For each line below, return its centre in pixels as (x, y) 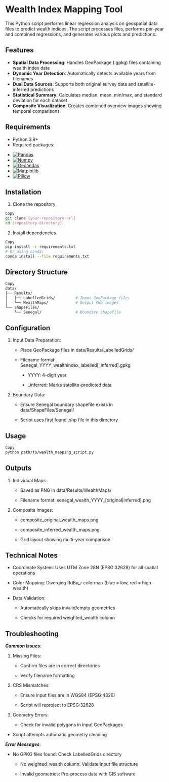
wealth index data (31, 68)
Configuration (28, 328)
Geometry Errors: (31, 715)
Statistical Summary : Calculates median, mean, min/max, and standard (87, 95)
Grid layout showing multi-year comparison (65, 539)
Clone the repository (34, 204)
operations (24, 573)
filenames (23, 79)
